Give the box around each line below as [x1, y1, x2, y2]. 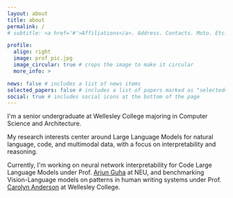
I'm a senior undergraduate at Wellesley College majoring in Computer [7, 112, 208, 120]
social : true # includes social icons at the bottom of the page [7, 93, 200, 100]
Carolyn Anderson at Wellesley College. [7, 183, 121, 191]
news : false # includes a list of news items [7, 80, 141, 87]
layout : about [7, 10, 49, 17]
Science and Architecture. [7, 119, 82, 128]
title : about [7, 17, 45, 24]
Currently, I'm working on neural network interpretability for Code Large [7, 161, 213, 170]
